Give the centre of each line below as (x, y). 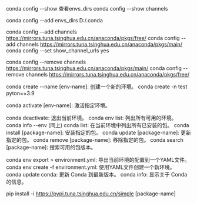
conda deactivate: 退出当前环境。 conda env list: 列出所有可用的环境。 (91, 118)
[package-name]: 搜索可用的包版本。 (51, 147)
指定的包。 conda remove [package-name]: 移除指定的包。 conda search (95, 140)
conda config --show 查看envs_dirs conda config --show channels (87, 9)
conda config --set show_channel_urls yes (58, 51)
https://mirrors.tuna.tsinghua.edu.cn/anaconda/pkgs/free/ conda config (93, 38)
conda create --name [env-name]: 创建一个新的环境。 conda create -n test (97, 86)
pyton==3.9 (20, 93)
